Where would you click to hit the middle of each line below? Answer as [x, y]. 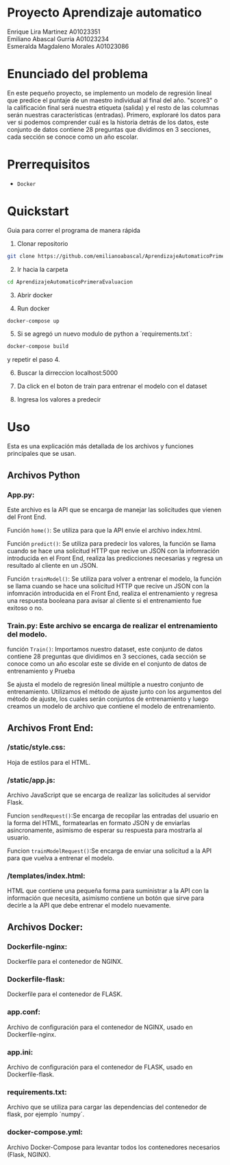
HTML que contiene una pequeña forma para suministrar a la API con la [108, 891]
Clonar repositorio [42, 243]
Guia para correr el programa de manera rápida [74, 230]
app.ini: [20, 1052]
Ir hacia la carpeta [42, 269]
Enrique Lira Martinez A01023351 [54, 32]
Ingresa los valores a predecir [59, 400]
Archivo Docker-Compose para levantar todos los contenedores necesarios [114, 1147]
